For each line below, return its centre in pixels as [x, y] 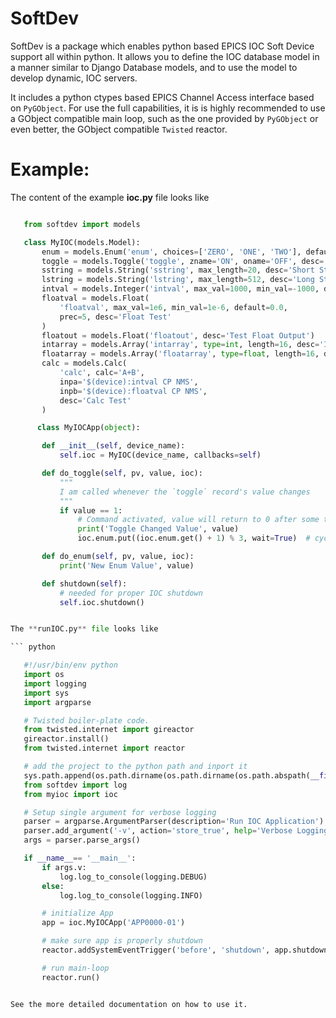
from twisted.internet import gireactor [109, 730]
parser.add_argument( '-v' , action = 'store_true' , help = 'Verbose [158, 831]
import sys [46, 693]
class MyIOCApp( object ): [88, 428]
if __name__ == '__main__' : [80, 858]
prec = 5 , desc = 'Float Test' [115, 317]
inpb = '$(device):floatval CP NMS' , [133, 391]
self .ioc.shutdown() [102, 602]
